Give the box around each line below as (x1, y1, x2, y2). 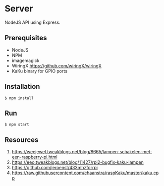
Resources (4, 135, 39, 144)
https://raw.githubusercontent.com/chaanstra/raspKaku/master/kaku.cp (11, 170, 159, 176)
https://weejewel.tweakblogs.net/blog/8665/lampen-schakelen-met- (11, 149, 153, 155)
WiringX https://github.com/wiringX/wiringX (11, 62, 102, 68)
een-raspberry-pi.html (11, 154, 57, 160)
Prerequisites (4, 34, 47, 42)
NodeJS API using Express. (4, 19, 60, 25)
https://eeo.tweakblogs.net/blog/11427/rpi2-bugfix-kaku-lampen (11, 159, 144, 165)
